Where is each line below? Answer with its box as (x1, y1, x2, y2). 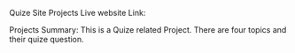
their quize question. (9, 34, 84, 44)
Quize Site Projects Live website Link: (9, 8, 146, 18)
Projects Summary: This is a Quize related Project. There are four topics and (9, 25, 287, 34)
